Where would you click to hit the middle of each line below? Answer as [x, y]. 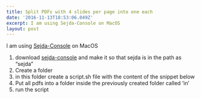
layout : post [23, 29]
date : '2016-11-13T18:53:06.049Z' [50, 18]
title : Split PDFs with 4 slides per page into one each [80, 12]
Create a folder [34, 71]
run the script [32, 90]
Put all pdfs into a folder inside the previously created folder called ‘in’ [102, 83]
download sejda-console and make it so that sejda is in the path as [98, 57]
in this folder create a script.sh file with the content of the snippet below [105, 77]
